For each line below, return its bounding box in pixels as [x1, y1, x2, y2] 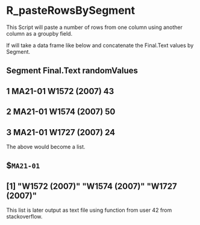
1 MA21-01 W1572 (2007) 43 [6, 86, 114, 97]
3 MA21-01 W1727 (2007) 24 [6, 127, 116, 138]
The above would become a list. [6, 143, 86, 150]
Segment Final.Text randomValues [6, 66, 139, 76]
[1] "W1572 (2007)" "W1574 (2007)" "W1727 [6, 181, 177, 191]
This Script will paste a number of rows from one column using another [6, 24, 183, 31]
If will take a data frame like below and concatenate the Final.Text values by [6, 42, 194, 49]
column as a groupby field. [6, 30, 73, 37]
